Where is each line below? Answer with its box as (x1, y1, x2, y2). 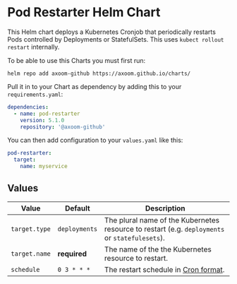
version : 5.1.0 (20, 117, 65, 124)
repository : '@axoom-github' (20, 123, 106, 131)
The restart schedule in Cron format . (104, 264, 225, 274)
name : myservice (20, 163, 68, 170)
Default (64, 203, 90, 213)
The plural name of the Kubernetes (104, 215, 220, 225)
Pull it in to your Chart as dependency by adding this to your (7, 82, 182, 90)
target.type (11, 225, 51, 233)
